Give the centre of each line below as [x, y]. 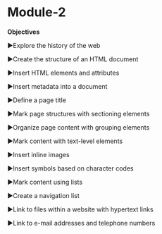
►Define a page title [37, 100]
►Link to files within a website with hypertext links [80, 209]
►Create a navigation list [43, 195]
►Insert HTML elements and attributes [63, 73]
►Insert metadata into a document [57, 86]
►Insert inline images [38, 154]
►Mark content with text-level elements [65, 141]
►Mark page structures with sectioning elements [79, 113]
